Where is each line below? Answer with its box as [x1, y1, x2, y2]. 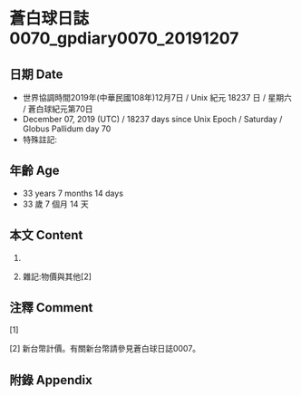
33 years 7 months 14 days [22, 188, 124, 198]
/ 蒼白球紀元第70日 [22, 103, 93, 114]
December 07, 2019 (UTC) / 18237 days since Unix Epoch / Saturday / [22, 114, 283, 124]
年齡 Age [9, 163, 60, 179]
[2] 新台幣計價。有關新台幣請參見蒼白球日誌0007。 [9, 343, 201, 354]
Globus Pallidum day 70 [22, 123, 112, 134]
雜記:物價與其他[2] [22, 271, 92, 282]
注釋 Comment [9, 300, 93, 315]
